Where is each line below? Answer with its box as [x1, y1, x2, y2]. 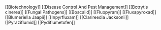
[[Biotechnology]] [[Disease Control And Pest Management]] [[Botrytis [5, 4, 148, 10]
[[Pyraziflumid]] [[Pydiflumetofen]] [5, 19, 75, 25]
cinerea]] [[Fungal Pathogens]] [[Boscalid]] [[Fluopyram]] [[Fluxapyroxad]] [5, 9, 157, 15]
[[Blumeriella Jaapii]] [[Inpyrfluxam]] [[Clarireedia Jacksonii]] [5, 15, 129, 20]
